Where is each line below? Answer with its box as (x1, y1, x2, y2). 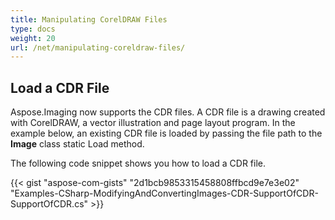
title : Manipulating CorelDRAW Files (10, 14, 168, 25)
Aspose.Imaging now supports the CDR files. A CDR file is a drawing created (10, 106, 326, 118)
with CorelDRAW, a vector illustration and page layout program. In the (10, 117, 296, 129)
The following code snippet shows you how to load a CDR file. (10, 157, 267, 170)
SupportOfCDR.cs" (10, 198, 89, 210)
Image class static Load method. (10, 138, 145, 150)
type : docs (10, 24, 56, 34)
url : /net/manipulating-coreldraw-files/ (10, 42, 186, 53)
